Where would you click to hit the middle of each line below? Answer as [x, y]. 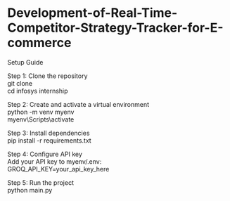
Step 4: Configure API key [45, 154]
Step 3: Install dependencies [49, 133]
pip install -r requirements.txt [49, 140]
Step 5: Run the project [40, 182]
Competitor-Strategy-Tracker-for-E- [115, 28]
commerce [39, 43]
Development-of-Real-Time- [92, 13]
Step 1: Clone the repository [47, 76]
